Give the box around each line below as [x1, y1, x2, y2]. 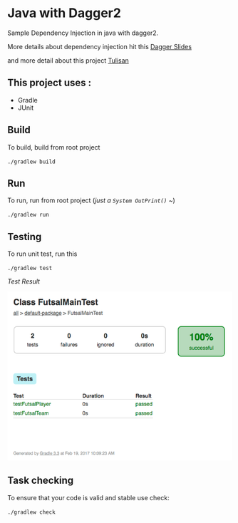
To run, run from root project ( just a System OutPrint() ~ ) [7, 196, 176, 204]
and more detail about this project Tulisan [7, 56, 130, 65]
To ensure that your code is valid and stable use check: [7, 493, 170, 502]
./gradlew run [7, 212, 50, 219]
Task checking [7, 475, 74, 487]
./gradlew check [7, 508, 56, 516]
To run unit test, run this [7, 249, 78, 258]
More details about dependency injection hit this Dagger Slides [7, 42, 192, 51]
